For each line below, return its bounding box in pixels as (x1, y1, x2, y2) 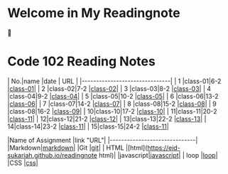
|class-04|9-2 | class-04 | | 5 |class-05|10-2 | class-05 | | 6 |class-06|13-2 (7, 92, 219, 100)
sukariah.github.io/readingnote (7, 151, 98, 159)
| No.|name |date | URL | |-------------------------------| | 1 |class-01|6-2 (7, 77, 222, 85)
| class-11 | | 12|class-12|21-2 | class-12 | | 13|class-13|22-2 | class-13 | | (7, 114, 207, 123)
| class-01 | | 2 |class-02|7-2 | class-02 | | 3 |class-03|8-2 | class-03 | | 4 (7, 84, 212, 93)
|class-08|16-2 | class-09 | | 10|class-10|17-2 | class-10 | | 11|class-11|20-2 (7, 107, 218, 115)
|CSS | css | (7, 158, 38, 167)
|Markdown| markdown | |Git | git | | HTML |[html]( (7, 143, 148, 152)
